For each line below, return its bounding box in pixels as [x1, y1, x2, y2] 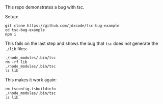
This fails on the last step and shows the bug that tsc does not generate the [5, 40, 158, 46]
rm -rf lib [5, 60, 27, 65]
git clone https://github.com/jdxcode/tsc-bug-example [5, 23, 120, 28]
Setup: [5, 14, 19, 19]
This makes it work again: [5, 77, 57, 83]
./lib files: [5, 46, 27, 51]
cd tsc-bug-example [5, 28, 45, 33]
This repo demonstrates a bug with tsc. [5, 4, 84, 10]
